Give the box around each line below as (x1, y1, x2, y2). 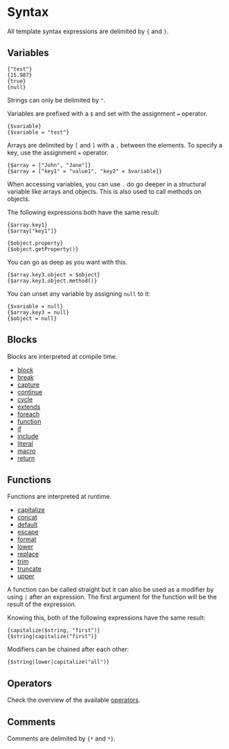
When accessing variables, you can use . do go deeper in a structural (7, 179, 206, 188)
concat (17, 513, 38, 522)
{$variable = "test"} (7, 129, 70, 136)
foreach (17, 409, 40, 418)
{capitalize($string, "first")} (7, 627, 100, 634)
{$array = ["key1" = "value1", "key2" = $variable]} (7, 168, 163, 175)
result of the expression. (7, 600, 77, 608)
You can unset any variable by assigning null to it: (7, 289, 151, 298)
